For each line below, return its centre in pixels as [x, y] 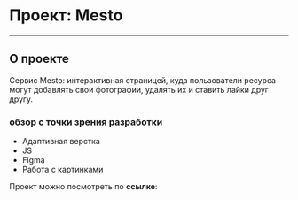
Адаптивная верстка [61, 142]
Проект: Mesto [66, 15]
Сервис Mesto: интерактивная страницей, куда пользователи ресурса [143, 80]
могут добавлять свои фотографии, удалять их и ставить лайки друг [139, 89]
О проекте [39, 59]
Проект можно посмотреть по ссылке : [83, 187]
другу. [21, 99]
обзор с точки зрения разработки [86, 122]
